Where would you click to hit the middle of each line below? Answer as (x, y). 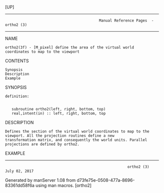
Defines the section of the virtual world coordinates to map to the (77, 131)
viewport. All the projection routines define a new (60, 136)
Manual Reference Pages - (126, 21)
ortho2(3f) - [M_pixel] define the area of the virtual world (70, 47)
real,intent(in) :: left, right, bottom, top (59, 113)
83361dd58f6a (20, 185)
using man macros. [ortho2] (64, 185)
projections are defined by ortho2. (42, 144)
